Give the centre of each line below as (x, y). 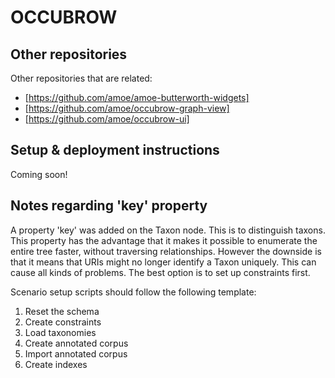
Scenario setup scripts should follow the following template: (133, 292)
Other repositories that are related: (81, 78)
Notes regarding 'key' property (109, 206)
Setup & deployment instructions (115, 150)
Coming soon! (39, 174)
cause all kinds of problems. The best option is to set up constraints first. (160, 272)
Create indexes (56, 364)
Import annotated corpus (76, 353)
